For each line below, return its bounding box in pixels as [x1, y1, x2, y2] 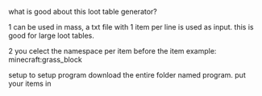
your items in [8, 79, 52, 88]
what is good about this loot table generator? [8, 7, 157, 16]
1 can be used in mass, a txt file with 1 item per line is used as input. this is [8, 22, 254, 31]
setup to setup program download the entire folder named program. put [8, 70, 246, 79]
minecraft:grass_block [8, 55, 82, 64]
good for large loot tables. [8, 31, 94, 40]
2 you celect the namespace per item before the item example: [8, 46, 217, 55]
